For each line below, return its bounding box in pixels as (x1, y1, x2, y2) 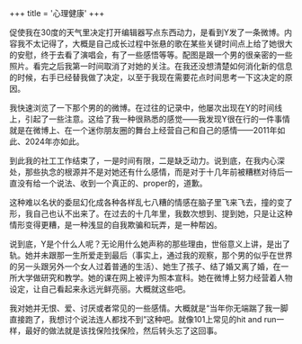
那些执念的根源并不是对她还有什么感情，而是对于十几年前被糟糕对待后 (24, 167, 285, 177)
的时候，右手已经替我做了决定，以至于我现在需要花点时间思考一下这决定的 (9, 72, 285, 83)
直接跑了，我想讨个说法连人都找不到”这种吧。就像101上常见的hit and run (9, 314, 277, 324)
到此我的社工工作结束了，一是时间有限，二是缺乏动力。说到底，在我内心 (9, 156, 277, 166)
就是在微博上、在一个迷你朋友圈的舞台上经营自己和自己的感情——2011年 (9, 125, 278, 135)
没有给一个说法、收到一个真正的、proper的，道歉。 (16, 178, 209, 188)
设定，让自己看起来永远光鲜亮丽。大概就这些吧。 (9, 284, 191, 294)
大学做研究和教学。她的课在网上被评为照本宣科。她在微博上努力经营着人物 (16, 273, 293, 283)
